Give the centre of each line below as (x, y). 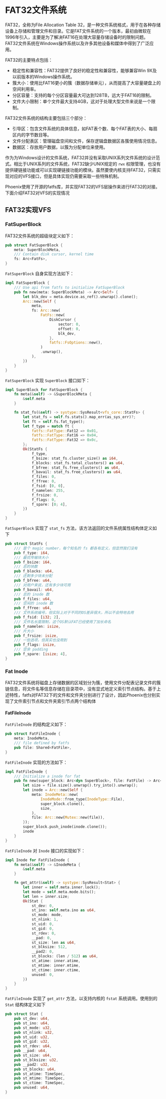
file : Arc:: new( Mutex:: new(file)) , (68, 818)
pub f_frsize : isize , (36, 636)
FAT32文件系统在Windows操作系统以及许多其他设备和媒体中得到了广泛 (77, 43)
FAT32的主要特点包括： (29, 60)
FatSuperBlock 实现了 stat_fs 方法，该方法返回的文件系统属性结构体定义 (79, 528)
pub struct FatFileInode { (33, 734)
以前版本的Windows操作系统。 (43, 77)
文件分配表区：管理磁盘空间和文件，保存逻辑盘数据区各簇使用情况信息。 (86, 141)
